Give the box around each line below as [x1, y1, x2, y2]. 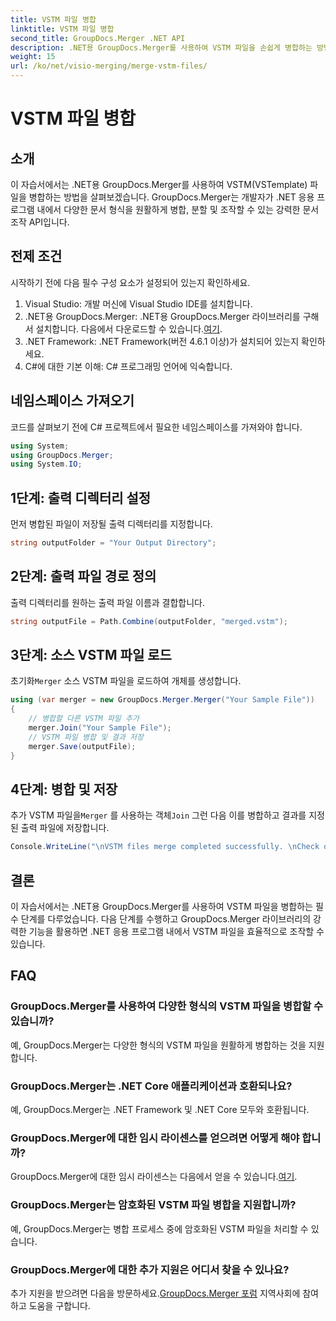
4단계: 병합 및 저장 [10, 781, 118, 798]
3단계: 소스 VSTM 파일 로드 [10, 647, 172, 664]
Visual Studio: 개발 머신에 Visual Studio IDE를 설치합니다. [24, 297, 253, 310]
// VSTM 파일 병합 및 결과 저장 [28, 732, 145, 742]
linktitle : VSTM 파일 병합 [10, 24, 115, 34]
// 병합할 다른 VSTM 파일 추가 [28, 714, 140, 724]
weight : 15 [10, 52, 56, 62]
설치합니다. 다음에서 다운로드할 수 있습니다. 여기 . [35, 322, 223, 335]
